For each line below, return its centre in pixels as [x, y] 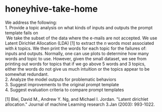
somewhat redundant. [27, 74]
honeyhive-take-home [51, 9]
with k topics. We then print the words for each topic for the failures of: [76, 48]
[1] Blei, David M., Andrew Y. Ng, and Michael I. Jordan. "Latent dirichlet [77, 99]
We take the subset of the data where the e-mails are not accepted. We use [82, 38]
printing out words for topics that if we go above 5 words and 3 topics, [75, 64]
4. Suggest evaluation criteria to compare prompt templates [65, 90]
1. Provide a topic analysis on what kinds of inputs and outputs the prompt [79, 27]
